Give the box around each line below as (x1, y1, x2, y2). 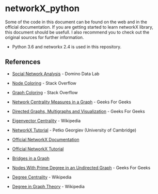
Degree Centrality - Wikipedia (12, 174, 72, 180)
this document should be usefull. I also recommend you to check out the (5, 29, 149, 35)
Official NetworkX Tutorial (12, 146, 64, 152)
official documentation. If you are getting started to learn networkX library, (5, 24, 154, 30)
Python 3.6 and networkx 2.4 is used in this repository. (12, 44, 122, 49)
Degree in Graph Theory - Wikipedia (12, 183, 85, 189)
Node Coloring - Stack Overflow (12, 80, 77, 86)
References (5, 58, 41, 66)
